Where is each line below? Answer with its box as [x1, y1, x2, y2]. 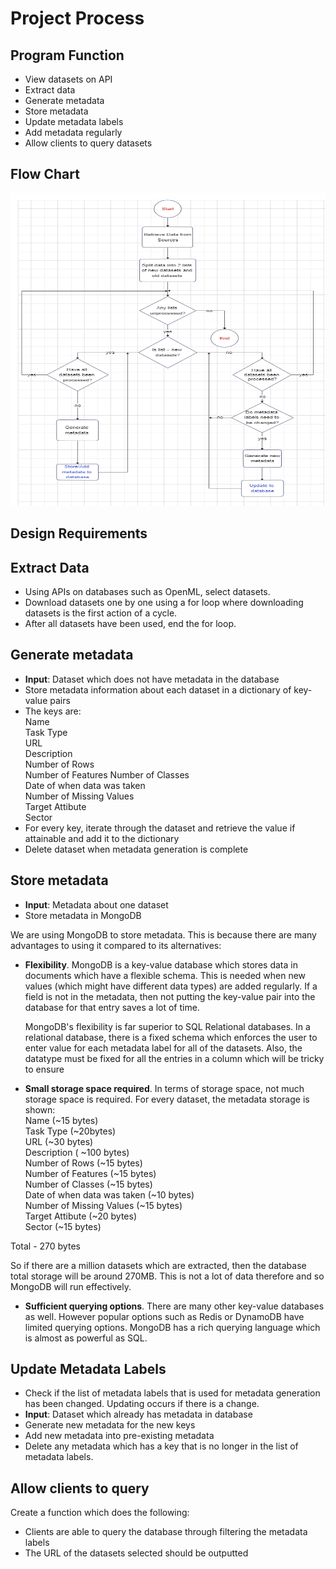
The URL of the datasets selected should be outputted [24, 1547, 249, 1559]
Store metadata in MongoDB [24, 909, 142, 921]
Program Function [10, 47, 125, 64]
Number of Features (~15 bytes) [24, 1167, 157, 1179]
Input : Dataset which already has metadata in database [24, 1408, 253, 1421]
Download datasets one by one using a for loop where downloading [24, 597, 304, 609]
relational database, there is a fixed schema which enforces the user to [24, 1031, 318, 1043]
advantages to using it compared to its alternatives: [10, 939, 222, 951]
